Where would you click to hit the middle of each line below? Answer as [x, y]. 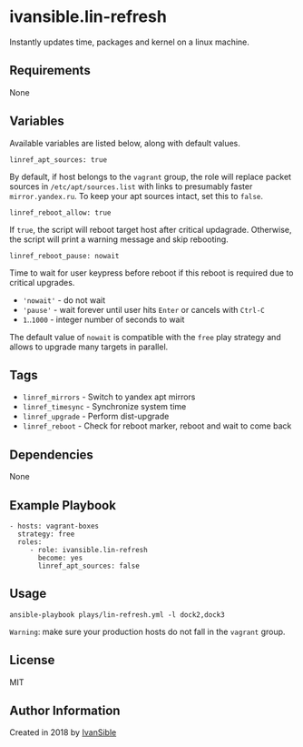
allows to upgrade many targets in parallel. [89, 347]
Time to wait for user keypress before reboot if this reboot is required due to [151, 273]
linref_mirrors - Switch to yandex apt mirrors [109, 397]
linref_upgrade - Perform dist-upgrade [96, 417]
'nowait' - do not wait [64, 300]
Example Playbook [63, 505]
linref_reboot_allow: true [60, 212]
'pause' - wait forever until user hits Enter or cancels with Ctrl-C [143, 309]
